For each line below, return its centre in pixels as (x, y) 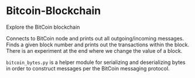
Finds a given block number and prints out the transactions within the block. (98, 45)
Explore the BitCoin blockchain (43, 27)
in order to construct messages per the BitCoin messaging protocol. (88, 68)
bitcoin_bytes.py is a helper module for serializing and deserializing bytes (96, 62)
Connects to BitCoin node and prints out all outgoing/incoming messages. (95, 38)
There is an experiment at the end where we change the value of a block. (94, 50)
